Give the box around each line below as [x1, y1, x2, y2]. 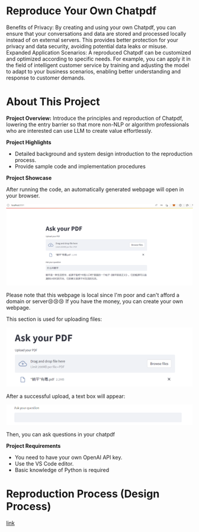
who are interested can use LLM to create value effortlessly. [6, 127, 153, 134]
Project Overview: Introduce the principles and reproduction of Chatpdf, [6, 114, 184, 122]
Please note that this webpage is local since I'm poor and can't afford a [6, 292, 179, 299]
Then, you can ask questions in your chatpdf [6, 431, 115, 438]
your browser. [6, 192, 40, 199]
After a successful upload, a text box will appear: [6, 393, 126, 400]
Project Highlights [6, 138, 52, 146]
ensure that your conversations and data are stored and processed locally [6, 30, 187, 37]
